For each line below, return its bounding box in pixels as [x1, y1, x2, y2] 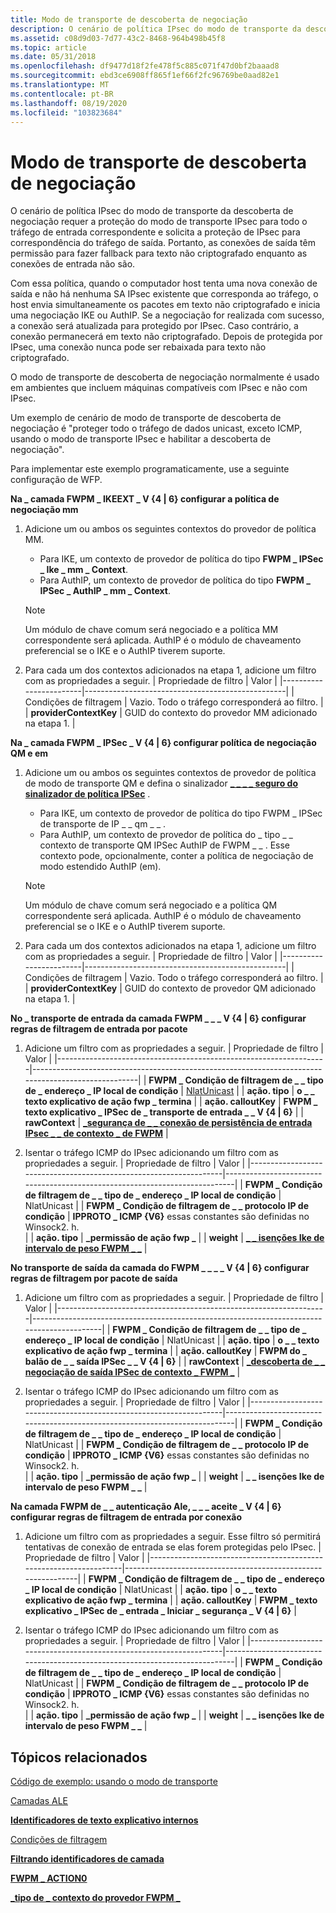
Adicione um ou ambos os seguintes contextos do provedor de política [24, 523, 317, 535]
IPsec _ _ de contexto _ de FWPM [24, 1127, 164, 1140]
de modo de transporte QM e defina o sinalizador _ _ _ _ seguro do [24, 777, 298, 790]
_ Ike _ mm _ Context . [39, 564, 128, 576]
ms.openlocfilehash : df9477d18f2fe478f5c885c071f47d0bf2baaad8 [10, 61, 280, 71]
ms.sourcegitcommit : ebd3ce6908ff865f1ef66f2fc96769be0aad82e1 [10, 71, 280, 81]
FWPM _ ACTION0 [10, 1872, 88, 1885]
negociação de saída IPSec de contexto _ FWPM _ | [24, 1366, 241, 1378]
